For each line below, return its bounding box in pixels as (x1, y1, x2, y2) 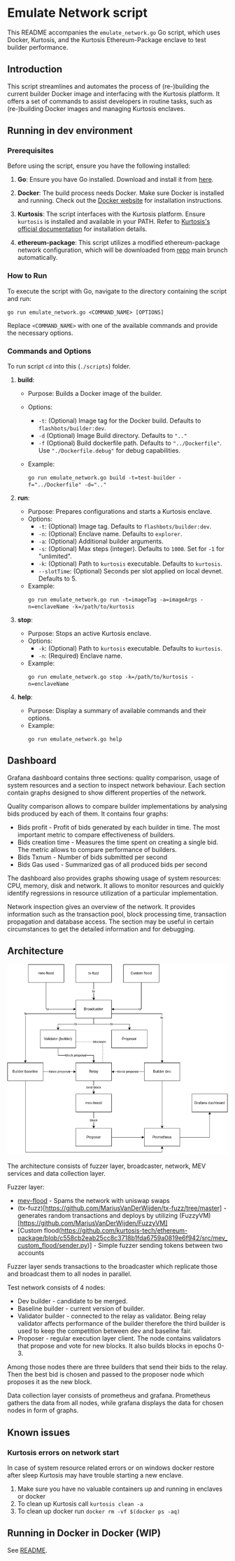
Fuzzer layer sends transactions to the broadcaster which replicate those (7, 1262, 218, 1271)
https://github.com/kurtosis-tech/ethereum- (60, 1226, 188, 1235)
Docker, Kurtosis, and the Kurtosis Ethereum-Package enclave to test (7, 35, 206, 44)
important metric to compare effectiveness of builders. (17, 830, 176, 839)
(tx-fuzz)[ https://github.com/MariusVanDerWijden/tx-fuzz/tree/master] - (17, 1204, 227, 1212)
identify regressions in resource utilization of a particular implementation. (7, 889, 218, 897)
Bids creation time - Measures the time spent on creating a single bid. (17, 837, 218, 846)
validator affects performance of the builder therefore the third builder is (17, 1320, 226, 1328)
